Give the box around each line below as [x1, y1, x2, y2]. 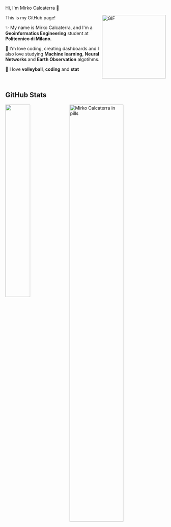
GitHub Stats [5, 91, 47, 99]
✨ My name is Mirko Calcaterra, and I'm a [5, 24, 93, 31]
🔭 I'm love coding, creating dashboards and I [5, 46, 99, 51]
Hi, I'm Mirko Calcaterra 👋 [5, 5, 60, 11]
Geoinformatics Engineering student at [5, 31, 89, 36]
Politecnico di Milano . [5, 36, 52, 42]
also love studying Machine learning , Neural [5, 51, 99, 57]
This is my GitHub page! [5, 15, 56, 20]
